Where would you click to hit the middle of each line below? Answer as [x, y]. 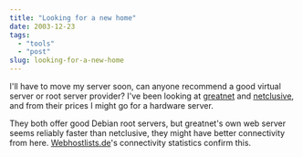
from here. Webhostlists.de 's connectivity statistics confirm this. [131, 143]
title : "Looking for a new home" [73, 18]
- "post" [34, 52]
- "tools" [36, 43]
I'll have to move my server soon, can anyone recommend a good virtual [145, 86]
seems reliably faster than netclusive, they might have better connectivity [147, 133]
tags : [20, 35]
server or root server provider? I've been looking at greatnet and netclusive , [152, 96]
